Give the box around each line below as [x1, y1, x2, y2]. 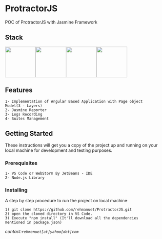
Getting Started [5, 129, 53, 138]
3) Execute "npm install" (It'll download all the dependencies [5, 215, 139, 220]
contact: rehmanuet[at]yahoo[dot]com [5, 228, 79, 234]
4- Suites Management [5, 116, 49, 121]
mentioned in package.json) [5, 220, 62, 225]
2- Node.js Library [5, 175, 45, 180]
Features [5, 86, 33, 95]
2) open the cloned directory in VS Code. [5, 211, 93, 216]
